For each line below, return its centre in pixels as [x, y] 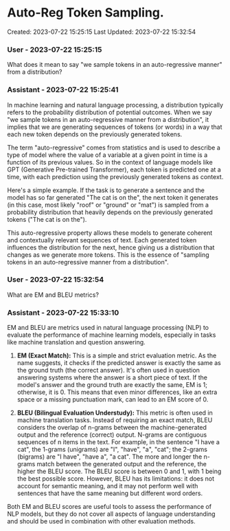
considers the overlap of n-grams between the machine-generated [112, 428]
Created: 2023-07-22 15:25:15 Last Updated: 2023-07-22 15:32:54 [102, 32]
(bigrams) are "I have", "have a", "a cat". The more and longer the [110, 457]
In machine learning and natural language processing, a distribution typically [115, 105]
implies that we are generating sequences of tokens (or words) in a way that [115, 127]
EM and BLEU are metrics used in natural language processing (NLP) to [108, 328]
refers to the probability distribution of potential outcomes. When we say [110, 112]
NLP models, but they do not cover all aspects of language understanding [111, 514]
